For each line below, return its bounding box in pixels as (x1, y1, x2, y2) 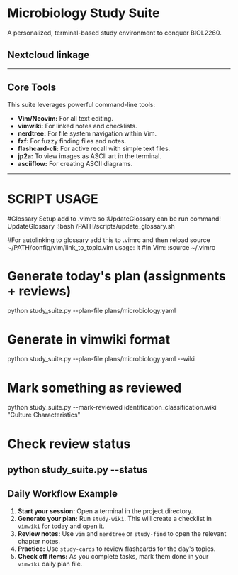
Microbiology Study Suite (7, 5, 160, 21)
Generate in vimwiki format (7, 332, 171, 347)
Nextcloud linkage (7, 49, 90, 61)
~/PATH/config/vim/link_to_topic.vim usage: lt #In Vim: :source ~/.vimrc (7, 243, 216, 251)
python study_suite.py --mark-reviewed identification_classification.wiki (7, 403, 217, 412)
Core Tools (7, 82, 57, 94)
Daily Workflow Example (7, 488, 118, 500)
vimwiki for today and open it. (17, 522, 105, 530)
